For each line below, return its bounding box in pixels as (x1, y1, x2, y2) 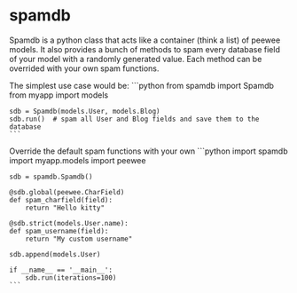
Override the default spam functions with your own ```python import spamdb (9, 146, 288, 156)
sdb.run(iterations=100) (25, 273, 117, 282)
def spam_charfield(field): (9, 195, 113, 204)
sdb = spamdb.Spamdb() (9, 172, 93, 181)
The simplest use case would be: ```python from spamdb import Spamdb (9, 80, 275, 91)
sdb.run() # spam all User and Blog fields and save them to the (9, 115, 260, 123)
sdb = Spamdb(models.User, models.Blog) (9, 107, 161, 115)
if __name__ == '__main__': (9, 265, 113, 274)
